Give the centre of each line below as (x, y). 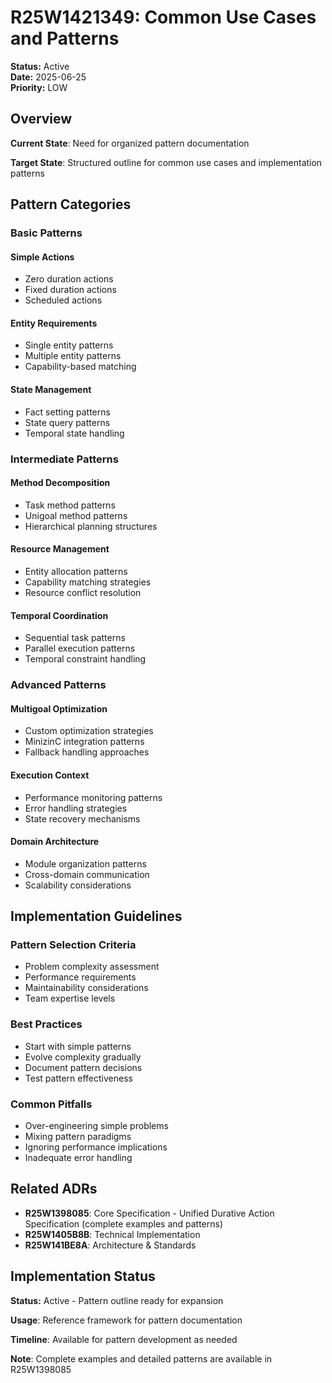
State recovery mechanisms (82, 818)
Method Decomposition (60, 483)
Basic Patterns (46, 233)
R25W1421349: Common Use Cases (163, 17)
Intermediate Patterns (64, 459)
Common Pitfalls (51, 1104)
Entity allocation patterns (76, 571)
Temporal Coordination (59, 615)
